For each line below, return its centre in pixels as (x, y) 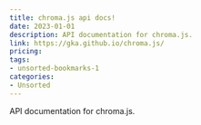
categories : (32, 77)
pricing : (26, 52)
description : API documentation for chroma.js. (101, 34)
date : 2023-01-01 (42, 26)
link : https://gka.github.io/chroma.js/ (87, 43)
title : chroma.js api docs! (63, 18)
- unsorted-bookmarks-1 (55, 69)
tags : (20, 60)
